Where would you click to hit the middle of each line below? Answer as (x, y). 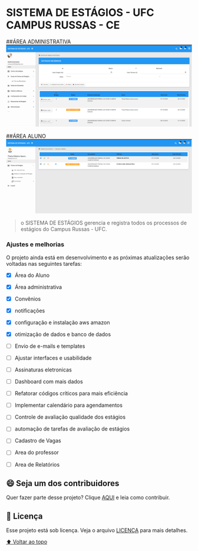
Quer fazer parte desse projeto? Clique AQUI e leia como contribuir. (88, 498)
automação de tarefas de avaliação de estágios (72, 429)
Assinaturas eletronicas (43, 370)
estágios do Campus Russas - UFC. (64, 229)
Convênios (28, 299)
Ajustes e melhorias (35, 244)
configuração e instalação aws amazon (62, 322)
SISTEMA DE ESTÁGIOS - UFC (80, 13)
